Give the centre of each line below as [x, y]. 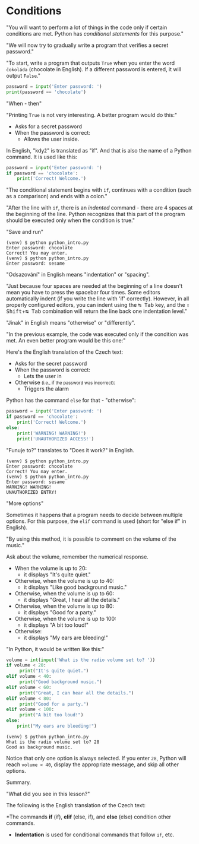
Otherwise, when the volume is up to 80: [64, 606]
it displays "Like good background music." [75, 587]
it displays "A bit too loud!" [56, 625]
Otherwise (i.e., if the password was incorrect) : [65, 383]
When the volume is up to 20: [51, 568]
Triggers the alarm [46, 389]
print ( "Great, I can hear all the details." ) [77, 693]
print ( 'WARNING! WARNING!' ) [51, 433]
